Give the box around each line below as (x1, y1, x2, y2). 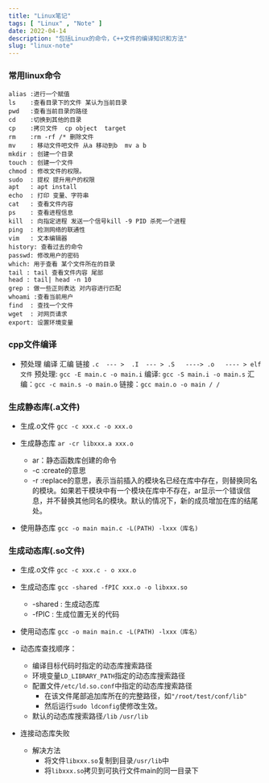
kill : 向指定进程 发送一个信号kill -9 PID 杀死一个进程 (8, 217, 187, 226)
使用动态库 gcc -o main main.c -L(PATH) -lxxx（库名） (19, 626, 201, 636)
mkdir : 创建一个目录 (8, 150, 74, 158)
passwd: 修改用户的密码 (8, 252, 80, 260)
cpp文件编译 (8, 339, 57, 350)
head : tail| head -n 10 (8, 276, 92, 284)
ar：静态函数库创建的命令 (31, 455, 117, 465)
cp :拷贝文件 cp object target (8, 124, 126, 133)
